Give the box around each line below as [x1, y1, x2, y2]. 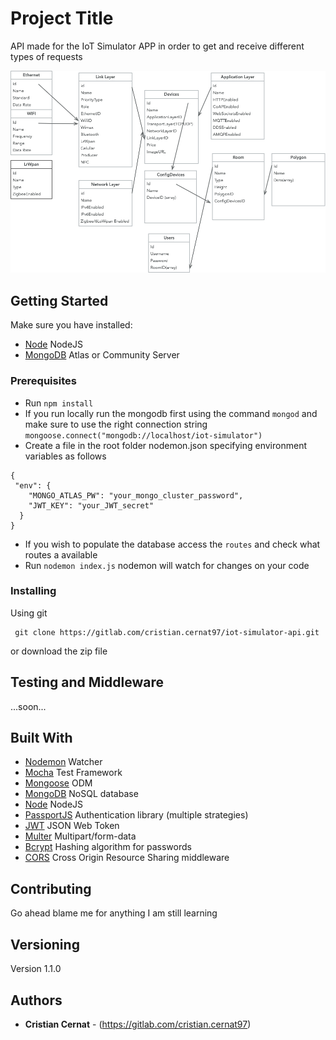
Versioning [10, 936, 80, 953]
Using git [10, 607, 48, 619]
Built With [10, 730, 73, 747]
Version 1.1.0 [10, 963, 62, 975]
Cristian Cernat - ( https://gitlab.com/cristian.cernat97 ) [24, 1018, 252, 1030]
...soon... [10, 700, 47, 712]
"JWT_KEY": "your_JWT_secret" [28, 500, 155, 511]
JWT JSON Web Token [24, 820, 120, 832]
